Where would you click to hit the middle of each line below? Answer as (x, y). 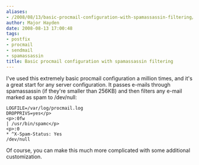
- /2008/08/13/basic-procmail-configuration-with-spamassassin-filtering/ (100, 17)
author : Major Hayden (33, 23)
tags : (13, 34)
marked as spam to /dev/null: (41, 97)
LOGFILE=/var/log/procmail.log (45, 108)
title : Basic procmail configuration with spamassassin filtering (90, 61)
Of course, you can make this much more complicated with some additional (98, 150)
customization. (24, 156)
